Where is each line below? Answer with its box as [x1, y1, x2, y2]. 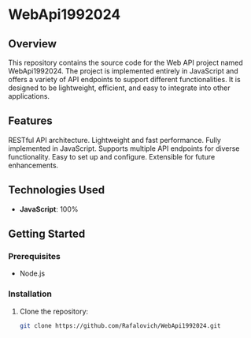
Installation [8, 288, 53, 299]
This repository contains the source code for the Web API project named [8, 58, 244, 67]
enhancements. [8, 160, 59, 170]
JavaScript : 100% [19, 204, 79, 214]
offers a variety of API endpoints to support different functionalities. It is [8, 75, 242, 84]
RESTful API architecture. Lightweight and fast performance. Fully [8, 135, 222, 145]
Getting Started [8, 227, 86, 241]
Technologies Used [8, 183, 105, 197]
